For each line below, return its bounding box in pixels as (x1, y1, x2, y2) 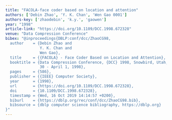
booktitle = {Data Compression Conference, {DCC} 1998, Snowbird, (10, 60, 155, 65)
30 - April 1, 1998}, (39, 64, 86, 69)
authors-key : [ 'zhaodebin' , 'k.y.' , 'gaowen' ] (5, 17, 106, 22)
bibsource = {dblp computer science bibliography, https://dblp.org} (10, 103, 161, 108)
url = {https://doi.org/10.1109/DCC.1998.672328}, (10, 83, 134, 88)
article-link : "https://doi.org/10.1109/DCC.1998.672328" (5, 27, 132, 32)
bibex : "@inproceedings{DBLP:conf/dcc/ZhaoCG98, (5, 36, 111, 41)
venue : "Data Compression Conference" (5, 31, 88, 36)
